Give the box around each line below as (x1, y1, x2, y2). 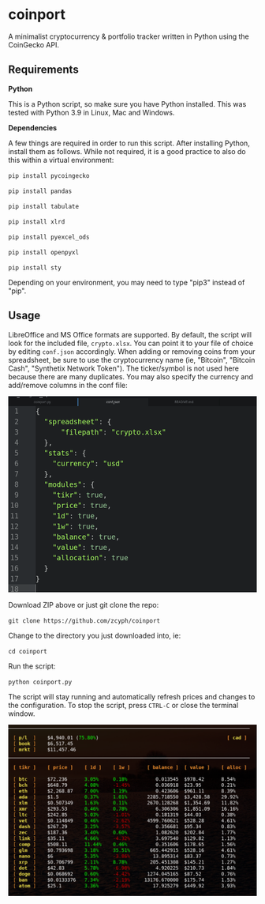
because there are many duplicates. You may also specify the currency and (8, 371, 254, 381)
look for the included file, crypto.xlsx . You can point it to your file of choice (8, 338, 254, 348)
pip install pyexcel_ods (8, 233, 90, 241)
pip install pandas (8, 187, 73, 195)
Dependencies (8, 122, 58, 132)
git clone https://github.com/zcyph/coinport (8, 617, 160, 625)
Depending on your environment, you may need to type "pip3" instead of (8, 277, 245, 287)
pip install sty (8, 263, 62, 272)
